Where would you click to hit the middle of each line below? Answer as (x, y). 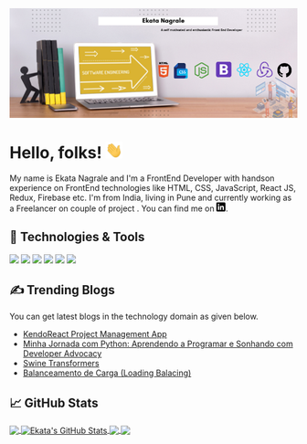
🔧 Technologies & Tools (77, 237)
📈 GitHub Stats (54, 402)
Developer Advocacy (62, 354)
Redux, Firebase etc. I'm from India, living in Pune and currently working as (151, 197)
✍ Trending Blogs (63, 290)
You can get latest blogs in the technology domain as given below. (134, 317)
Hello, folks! (56, 153)
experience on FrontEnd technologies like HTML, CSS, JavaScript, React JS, (153, 187)
